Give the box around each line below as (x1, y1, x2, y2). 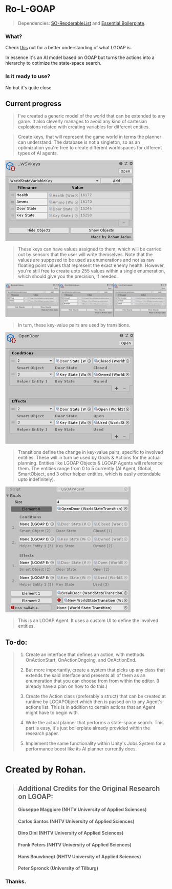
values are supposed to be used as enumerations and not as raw (17, 257, 155, 263)
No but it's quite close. (5, 84, 53, 90)
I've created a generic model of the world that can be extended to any (17, 113, 166, 119)
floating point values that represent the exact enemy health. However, (17, 262, 165, 268)
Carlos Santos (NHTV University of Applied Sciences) (17, 818, 135, 824)
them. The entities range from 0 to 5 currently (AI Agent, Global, (17, 466, 153, 472)
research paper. (25, 730, 59, 737)
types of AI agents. (17, 150, 58, 157)
